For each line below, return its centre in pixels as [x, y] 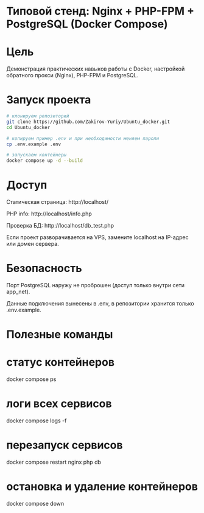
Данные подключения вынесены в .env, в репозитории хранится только [100, 304]
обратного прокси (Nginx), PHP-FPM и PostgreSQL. [72, 75]
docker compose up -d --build [45, 161]
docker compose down [35, 504]
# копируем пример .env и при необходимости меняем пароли [83, 138]
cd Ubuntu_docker [28, 127]
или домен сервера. [33, 244]
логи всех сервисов [59, 404]
